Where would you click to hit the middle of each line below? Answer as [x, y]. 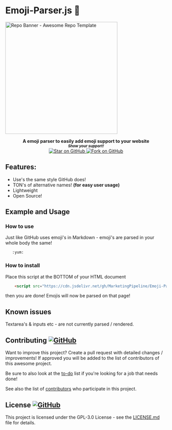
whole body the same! [29, 243]
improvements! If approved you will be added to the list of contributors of [82, 358]
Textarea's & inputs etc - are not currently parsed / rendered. [70, 324]
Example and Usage [38, 212]
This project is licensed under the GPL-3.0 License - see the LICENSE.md [83, 417]
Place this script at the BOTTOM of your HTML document [66, 276]
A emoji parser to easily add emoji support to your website [86, 141]
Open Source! [27, 196]
